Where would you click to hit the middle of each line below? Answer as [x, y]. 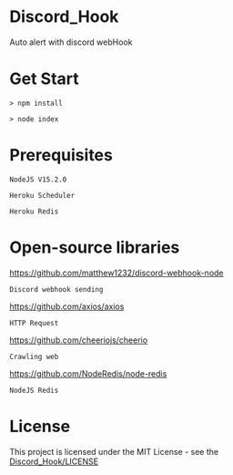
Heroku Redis [34, 212]
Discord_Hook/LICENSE [54, 461]
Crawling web [34, 356]
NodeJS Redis [34, 390]
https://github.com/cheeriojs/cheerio [79, 340]
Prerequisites [61, 155]
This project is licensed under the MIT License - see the [114, 451]
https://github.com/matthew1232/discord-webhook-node [117, 273]
